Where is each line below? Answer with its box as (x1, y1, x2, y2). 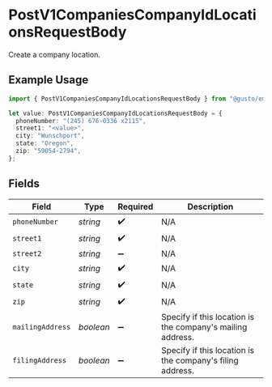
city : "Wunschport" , (15, 132, 85, 140)
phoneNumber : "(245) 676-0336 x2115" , (15, 117, 147, 125)
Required (117, 201, 154, 212)
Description (187, 201, 234, 212)
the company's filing (160, 355, 239, 366)
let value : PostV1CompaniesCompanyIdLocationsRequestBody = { (8, 109, 223, 117)
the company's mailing (160, 321, 248, 333)
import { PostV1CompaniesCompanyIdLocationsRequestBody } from (8, 95, 227, 103)
